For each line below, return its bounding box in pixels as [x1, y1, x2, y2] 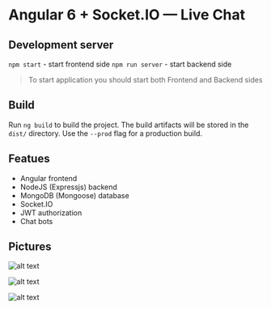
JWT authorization [19, 208, 83, 218]
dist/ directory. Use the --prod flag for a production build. [8, 128, 202, 138]
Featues [8, 152, 50, 166]
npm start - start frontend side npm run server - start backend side [8, 59, 232, 69]
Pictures [8, 240, 52, 254]
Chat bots [19, 216, 53, 226]
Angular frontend [19, 173, 78, 183]
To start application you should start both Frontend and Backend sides [28, 75, 263, 84]
